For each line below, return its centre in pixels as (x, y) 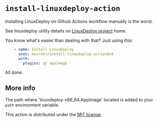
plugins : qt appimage (45, 63)
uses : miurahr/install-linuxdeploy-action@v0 (66, 54)
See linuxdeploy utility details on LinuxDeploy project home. (66, 30)
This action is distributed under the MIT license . (54, 115)
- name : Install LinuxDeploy (44, 49)
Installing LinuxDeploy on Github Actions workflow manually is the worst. (79, 21)
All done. (14, 72)
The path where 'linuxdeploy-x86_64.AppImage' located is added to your (79, 100)
